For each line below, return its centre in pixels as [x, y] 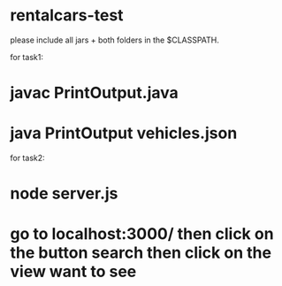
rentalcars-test [67, 15]
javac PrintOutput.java [95, 93]
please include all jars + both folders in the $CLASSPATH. [115, 40]
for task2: [27, 158]
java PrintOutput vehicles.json [124, 133]
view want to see [73, 272]
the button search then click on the [141, 253]
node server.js [64, 193]
